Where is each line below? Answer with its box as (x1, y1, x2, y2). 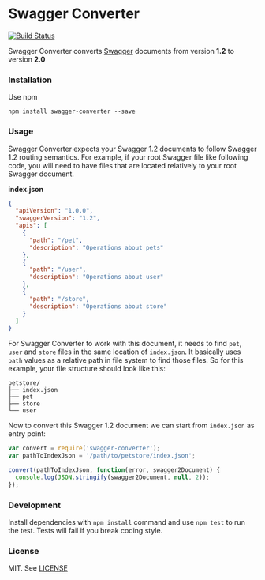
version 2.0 (8, 55, 46, 64)
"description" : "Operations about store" (28, 302, 168, 311)
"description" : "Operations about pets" (28, 243, 164, 251)
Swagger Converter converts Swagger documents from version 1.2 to (8, 46, 235, 55)
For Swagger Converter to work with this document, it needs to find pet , (8, 339, 242, 348)
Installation (8, 74, 53, 85)
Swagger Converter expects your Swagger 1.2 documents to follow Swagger (8, 144, 257, 153)
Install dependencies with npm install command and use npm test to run (8, 517, 246, 526)
